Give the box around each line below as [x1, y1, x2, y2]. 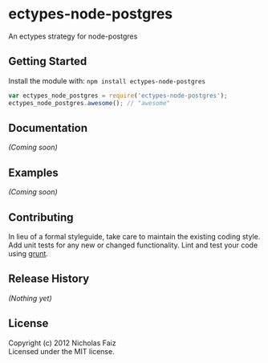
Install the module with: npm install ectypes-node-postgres [8, 75, 206, 85]
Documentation [8, 121, 88, 135]
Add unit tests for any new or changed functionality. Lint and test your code [8, 240, 258, 250]
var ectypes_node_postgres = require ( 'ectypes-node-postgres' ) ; [8, 92, 228, 100]
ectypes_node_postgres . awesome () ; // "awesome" [8, 99, 171, 107]
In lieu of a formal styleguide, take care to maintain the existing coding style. [8, 231, 261, 241]
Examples [8, 165, 59, 179]
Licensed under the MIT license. [8, 346, 115, 356]
